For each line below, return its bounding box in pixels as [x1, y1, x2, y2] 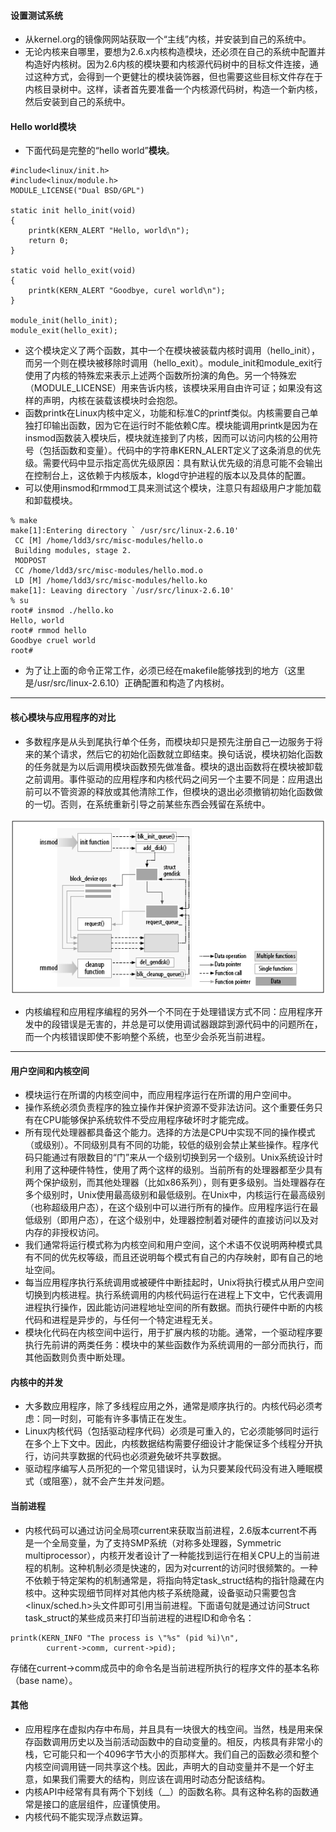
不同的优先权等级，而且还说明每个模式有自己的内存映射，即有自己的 [33, 1251, 315, 1264]
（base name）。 [10, 1674, 78, 1686]
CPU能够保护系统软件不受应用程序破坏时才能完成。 [42, 1114, 255, 1126]
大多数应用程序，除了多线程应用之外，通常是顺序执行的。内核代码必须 [24, 1400, 315, 1412]
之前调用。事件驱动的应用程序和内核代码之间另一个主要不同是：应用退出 [24, 773, 323, 785]
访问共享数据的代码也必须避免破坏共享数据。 [42, 1450, 227, 1462]
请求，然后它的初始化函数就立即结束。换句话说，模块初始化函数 [59, 748, 323, 760]
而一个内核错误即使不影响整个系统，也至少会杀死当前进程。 [24, 1031, 271, 1043]
